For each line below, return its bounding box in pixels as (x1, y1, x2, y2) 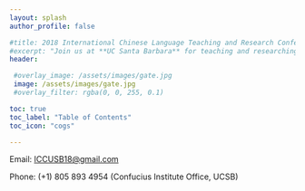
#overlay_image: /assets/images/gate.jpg (13, 72, 172, 81)
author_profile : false (9, 22, 95, 31)
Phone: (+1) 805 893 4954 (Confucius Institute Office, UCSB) (9, 171, 239, 182)
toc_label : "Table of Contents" (9, 112, 132, 122)
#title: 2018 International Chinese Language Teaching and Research (9, 38, 274, 47)
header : (9, 55, 39, 64)
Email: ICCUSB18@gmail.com (9, 154, 120, 165)
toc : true (9, 104, 47, 113)
